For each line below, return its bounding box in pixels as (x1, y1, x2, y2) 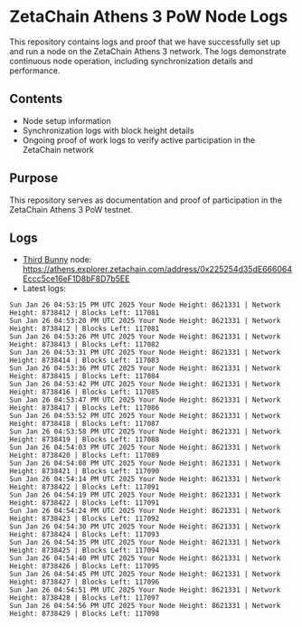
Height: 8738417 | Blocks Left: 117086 (9, 404, 160, 413)
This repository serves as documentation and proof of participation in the (9, 195, 283, 205)
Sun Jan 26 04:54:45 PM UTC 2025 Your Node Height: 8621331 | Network (9, 570, 281, 579)
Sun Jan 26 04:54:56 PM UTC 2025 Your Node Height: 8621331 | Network (9, 602, 281, 611)
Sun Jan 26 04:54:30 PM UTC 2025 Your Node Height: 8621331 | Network (9, 522, 281, 531)
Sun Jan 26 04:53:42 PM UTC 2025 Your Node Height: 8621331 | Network (9, 380, 281, 389)
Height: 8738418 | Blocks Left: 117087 (9, 419, 160, 429)
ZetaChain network (22, 144, 95, 155)
